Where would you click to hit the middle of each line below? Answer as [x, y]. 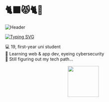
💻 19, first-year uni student [33, 47]
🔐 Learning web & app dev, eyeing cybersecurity [55, 53]
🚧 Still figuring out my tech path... [39, 59]
